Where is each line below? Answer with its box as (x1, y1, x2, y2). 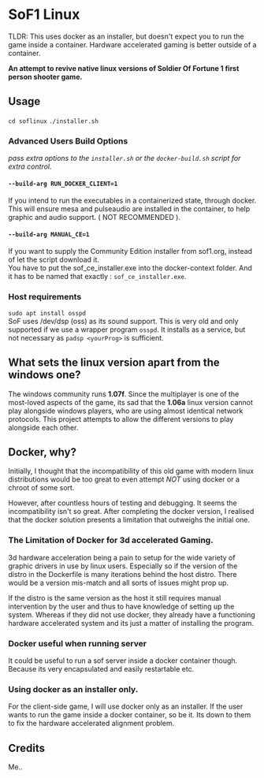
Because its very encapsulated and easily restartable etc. (8, 664, 195, 673)
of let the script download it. (8, 255, 100, 265)
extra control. (8, 162, 52, 171)
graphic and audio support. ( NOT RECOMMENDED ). (8, 213, 181, 222)
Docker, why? (8, 445, 77, 459)
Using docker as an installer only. (8, 683, 139, 694)
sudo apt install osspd (8, 309, 87, 317)
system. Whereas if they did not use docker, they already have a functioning (8, 609, 256, 620)
